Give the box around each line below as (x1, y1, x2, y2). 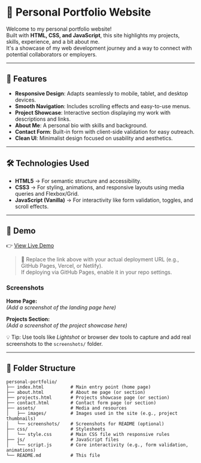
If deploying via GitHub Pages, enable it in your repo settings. (20, 268, 172, 276)
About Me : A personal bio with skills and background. (14, 121, 148, 129)
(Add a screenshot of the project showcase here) (6, 321, 127, 329)
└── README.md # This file (6, 453, 100, 459)
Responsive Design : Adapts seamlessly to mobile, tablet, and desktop (14, 89, 188, 97)
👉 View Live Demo (6, 242, 54, 249)
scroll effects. (14, 202, 49, 210)
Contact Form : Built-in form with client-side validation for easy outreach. (14, 128, 195, 135)
